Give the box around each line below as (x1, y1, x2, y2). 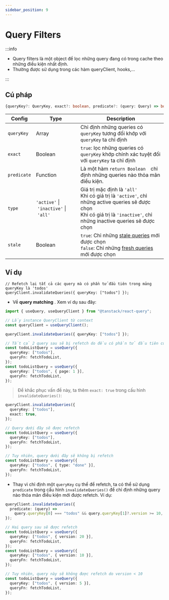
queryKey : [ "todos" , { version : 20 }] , (10, 534, 94, 539)
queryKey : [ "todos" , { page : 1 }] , (10, 369, 84, 374)
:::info (5, 46, 17, 52)
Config (11, 115, 28, 122)
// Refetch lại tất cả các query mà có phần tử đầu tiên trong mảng (5, 282, 152, 287)
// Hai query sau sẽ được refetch (5, 525, 78, 530)
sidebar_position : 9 (5, 7, 49, 13)
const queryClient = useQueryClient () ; (5, 322, 89, 327)
